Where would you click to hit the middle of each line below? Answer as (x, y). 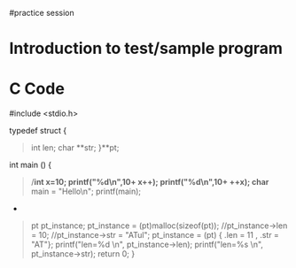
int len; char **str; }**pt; (75, 148)
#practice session (42, 13)
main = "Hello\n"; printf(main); (86, 191)
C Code (37, 89)
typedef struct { (38, 131)
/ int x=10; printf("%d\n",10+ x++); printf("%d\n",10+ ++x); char (150, 182)
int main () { (31, 165)
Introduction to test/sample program (146, 49)
